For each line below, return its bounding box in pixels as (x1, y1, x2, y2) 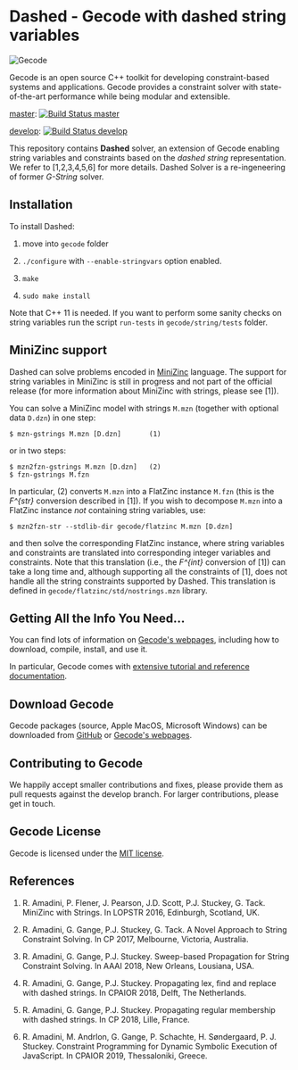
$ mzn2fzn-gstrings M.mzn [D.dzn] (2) (9, 462, 162, 471)
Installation (9, 197, 73, 212)
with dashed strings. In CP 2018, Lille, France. (21, 1014, 190, 1024)
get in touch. (9, 799, 56, 809)
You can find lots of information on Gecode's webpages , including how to (9, 635, 279, 645)
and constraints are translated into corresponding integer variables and (9, 547, 271, 558)
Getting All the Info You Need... (9, 610, 186, 626)
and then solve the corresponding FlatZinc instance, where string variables (9, 537, 286, 548)
